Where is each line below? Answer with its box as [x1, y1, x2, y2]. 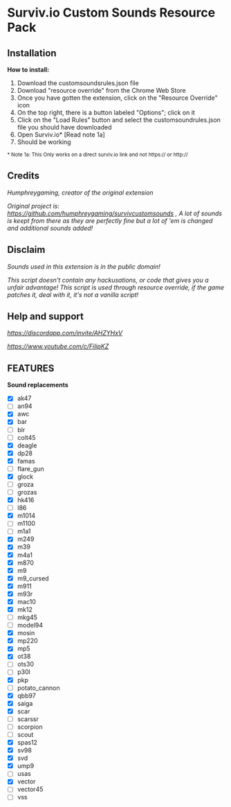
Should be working [17, 138, 71, 146]
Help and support [7, 310, 84, 323]
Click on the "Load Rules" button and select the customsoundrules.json [17, 116, 221, 124]
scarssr [17, 715, 39, 723]
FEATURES [7, 362, 55, 374]
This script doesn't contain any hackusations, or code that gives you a [7, 276, 209, 284]
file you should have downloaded [17, 123, 112, 131]
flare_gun [17, 464, 44, 472]
